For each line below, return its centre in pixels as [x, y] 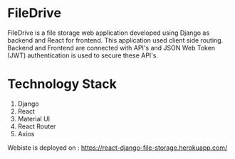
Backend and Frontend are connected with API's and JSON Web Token [111, 48]
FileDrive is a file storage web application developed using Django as [109, 33]
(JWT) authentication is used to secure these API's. [83, 55]
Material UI [34, 119]
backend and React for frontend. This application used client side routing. [115, 40]
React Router [37, 126]
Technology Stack [62, 84]
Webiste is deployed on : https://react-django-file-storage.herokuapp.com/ [117, 148]
